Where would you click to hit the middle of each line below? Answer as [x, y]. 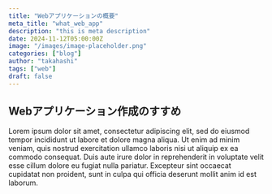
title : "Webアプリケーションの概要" [64, 16]
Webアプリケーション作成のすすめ [95, 112]
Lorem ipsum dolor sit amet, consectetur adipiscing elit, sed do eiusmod [129, 131]
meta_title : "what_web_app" [56, 24]
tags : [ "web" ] [32, 69]
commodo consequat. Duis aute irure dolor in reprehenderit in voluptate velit [136, 157]
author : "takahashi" [43, 62]
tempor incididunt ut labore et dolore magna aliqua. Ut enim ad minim [124, 140]
